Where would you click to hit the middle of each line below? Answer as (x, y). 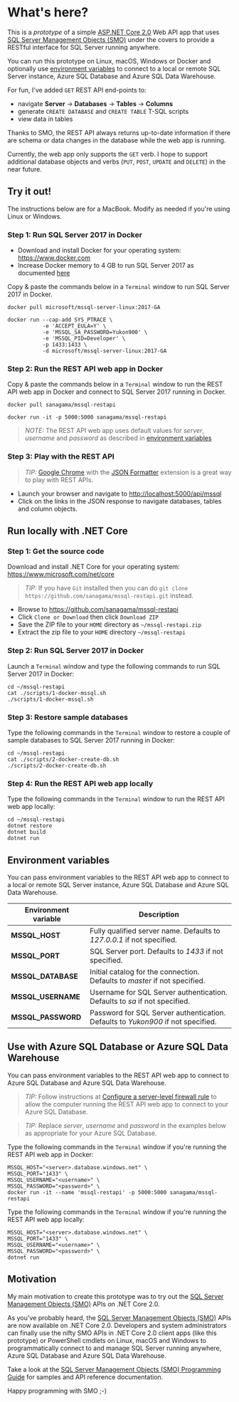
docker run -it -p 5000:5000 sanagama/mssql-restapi (87, 417)
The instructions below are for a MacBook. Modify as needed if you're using (119, 209)
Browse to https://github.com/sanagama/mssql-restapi (98, 610)
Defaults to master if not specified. (148, 981)
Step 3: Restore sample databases (68, 717)
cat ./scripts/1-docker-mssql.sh (57, 693)
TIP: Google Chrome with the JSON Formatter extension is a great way (128, 472)
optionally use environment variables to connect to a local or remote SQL (114, 68)
